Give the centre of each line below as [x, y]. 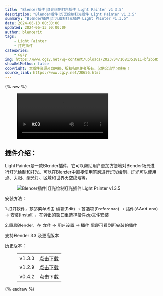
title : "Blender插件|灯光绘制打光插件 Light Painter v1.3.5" [64, 9]
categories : [17, 50]
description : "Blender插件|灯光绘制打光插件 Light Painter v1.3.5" [71, 14]
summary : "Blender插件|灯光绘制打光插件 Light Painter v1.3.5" [67, 18]
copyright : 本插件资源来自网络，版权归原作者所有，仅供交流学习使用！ [67, 69]
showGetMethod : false [27, 64]
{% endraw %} [20, 289]
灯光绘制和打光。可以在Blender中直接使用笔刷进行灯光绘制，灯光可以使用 [83, 172]
